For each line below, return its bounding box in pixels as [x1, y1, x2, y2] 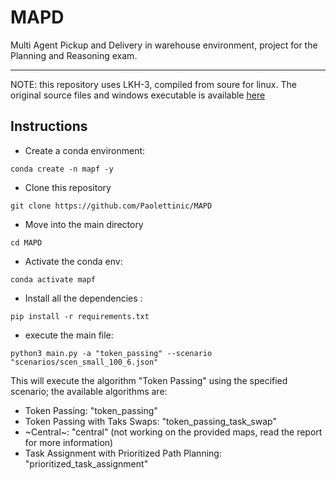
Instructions [10, 118, 88, 135]
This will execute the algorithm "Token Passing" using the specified [10, 374, 288, 386]
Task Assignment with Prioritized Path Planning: [24, 447, 222, 459]
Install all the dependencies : [24, 292, 143, 304]
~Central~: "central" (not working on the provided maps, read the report [24, 426, 323, 438]
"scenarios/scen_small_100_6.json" [10, 357, 159, 367]
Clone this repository [24, 181, 112, 193]
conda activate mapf [10, 274, 97, 285]
